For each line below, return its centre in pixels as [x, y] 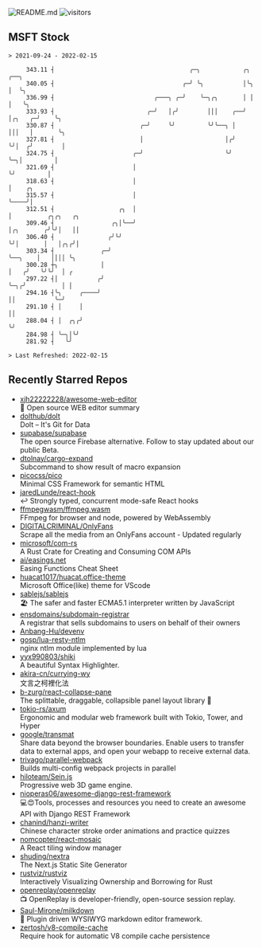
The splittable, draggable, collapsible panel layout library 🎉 [116, 700]
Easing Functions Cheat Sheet [69, 568]
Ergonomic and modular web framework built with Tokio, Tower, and [131, 717]
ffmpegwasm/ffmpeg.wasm [65, 509]
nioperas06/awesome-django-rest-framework [95, 793]
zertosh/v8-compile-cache [64, 927]
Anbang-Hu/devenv [52, 631]
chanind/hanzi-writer [54, 822]
